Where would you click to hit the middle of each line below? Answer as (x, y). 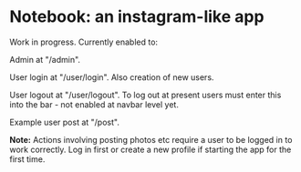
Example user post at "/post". (65, 122)
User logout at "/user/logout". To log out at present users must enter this (145, 95)
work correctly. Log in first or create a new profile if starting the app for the (150, 149)
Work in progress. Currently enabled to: (83, 42)
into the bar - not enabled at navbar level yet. (94, 104)
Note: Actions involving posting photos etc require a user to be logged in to (151, 139)
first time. (27, 159)
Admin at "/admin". (45, 59)
